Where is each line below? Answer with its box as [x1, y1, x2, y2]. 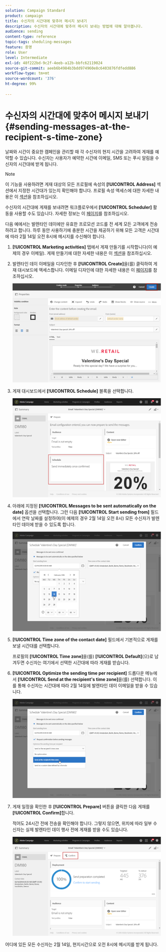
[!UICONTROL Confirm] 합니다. [12, 810, 75, 816]
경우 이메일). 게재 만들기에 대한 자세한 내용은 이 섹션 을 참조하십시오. [21, 250, 152, 256]
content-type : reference [5, 34, 56, 39]
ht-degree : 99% [5, 81, 37, 86]
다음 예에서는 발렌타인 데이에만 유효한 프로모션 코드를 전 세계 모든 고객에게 [5, 221, 149, 227]
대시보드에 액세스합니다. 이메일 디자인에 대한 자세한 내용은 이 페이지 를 [17, 267, 152, 273]
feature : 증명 [5, 45, 32, 50]
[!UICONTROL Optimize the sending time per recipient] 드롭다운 [12, 670, 144, 676]
